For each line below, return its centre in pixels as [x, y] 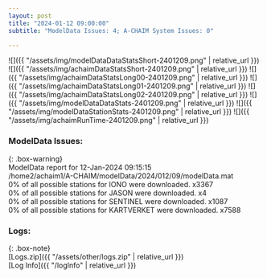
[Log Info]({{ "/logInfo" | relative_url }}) [72, 265]
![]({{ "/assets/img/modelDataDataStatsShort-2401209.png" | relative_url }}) [134, 60]
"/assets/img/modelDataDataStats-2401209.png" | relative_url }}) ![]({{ [136, 103]
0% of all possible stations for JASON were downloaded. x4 [108, 193]
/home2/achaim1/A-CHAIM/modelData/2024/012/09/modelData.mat [121, 176]
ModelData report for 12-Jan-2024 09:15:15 [80, 167]
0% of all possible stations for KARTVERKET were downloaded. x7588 [125, 210]
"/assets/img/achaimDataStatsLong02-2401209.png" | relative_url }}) [133, 95]
